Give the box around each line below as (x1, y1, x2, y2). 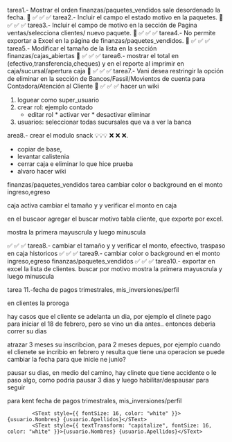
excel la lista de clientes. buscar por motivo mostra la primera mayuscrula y (7, 265, 223, 273)
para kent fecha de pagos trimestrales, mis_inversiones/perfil (7, 397, 182, 405)
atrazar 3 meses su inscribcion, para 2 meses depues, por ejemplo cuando (7, 340, 221, 349)
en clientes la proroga (7, 299, 69, 307)
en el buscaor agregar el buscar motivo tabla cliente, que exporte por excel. (7, 214, 224, 223)
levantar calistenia (17, 152, 70, 160)
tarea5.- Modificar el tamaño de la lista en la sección (7, 44, 157, 53)
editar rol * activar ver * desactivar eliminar (27, 111, 151, 118)
